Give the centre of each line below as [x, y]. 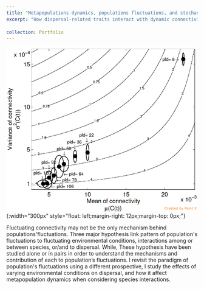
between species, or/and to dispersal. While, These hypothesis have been [99, 247]
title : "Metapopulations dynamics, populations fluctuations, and [92, 13]
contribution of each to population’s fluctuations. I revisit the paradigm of [97, 260]
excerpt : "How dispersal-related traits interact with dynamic [88, 19]
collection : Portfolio [35, 32]
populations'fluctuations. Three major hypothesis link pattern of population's [102, 234]
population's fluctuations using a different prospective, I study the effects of [101, 266]
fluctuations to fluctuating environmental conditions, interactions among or [100, 240]
